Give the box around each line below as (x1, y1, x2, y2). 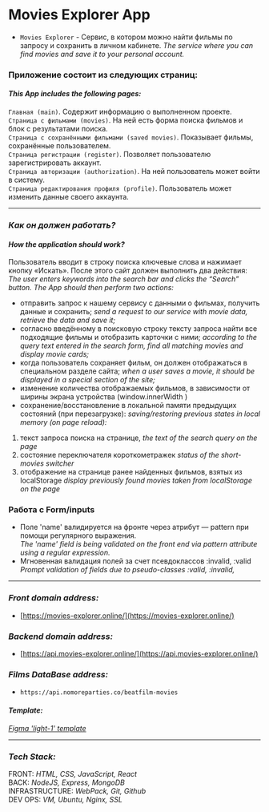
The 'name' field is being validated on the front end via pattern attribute (19, 539, 258, 549)
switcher (45, 459, 74, 468)
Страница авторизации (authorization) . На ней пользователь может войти (8, 167, 260, 176)
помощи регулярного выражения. (19, 531, 137, 540)
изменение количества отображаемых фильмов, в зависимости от (19, 383, 251, 394)
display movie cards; (19, 349, 90, 359)
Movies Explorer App (8, 6, 151, 24)
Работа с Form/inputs (8, 504, 95, 515)
